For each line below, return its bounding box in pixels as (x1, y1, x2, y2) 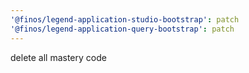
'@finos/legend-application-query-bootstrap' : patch (10, 24, 235, 34)
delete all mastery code (10, 51, 107, 63)
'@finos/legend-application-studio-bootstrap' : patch (10, 14, 240, 25)
